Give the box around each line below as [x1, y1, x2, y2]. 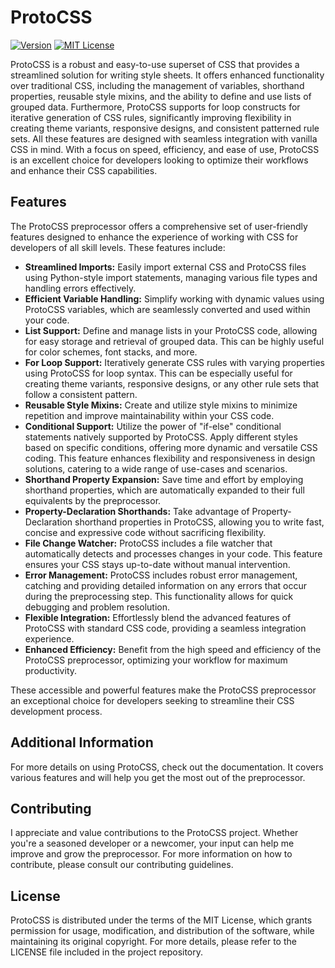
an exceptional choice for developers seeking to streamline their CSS [10, 694, 295, 706]
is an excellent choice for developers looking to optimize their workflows [10, 154, 309, 166]
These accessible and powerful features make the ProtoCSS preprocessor [10, 684, 317, 696]
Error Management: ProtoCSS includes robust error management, [24, 569, 298, 581]
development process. [10, 705, 103, 717]
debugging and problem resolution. [24, 601, 171, 613]
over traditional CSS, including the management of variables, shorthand [10, 79, 305, 91]
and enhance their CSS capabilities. [10, 164, 158, 176]
